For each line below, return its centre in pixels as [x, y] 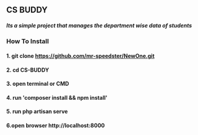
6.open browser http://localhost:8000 [56, 125]
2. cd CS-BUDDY [28, 70]
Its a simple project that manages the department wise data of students [99, 25]
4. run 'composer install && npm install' [57, 97]
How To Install [28, 41]
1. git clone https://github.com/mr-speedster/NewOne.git [80, 56]
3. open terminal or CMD [38, 84]
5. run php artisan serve [37, 111]
